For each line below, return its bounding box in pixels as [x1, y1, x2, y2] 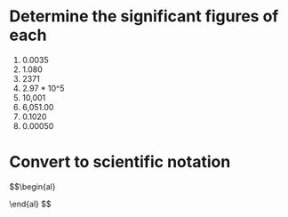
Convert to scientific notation [9, 152, 231, 173]
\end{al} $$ [9, 198, 52, 209]
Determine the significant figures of [9, 6, 279, 27]
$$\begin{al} [9, 181, 56, 192]
